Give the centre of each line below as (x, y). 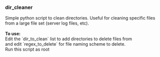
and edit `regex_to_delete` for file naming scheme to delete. (65, 44)
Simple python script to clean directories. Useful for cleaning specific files (80, 18)
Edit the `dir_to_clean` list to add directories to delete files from (69, 39)
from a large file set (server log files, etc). (47, 23)
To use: (13, 34)
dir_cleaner (19, 7)
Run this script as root (27, 49)
